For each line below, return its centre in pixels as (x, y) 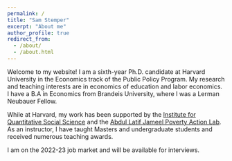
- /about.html (34, 53)
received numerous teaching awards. (60, 136)
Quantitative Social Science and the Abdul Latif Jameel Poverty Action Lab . (114, 122)
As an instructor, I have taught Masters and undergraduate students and (110, 129)
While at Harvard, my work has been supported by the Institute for (101, 114)
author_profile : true (38, 33)
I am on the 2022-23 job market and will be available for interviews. (103, 150)
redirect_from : (29, 39)
